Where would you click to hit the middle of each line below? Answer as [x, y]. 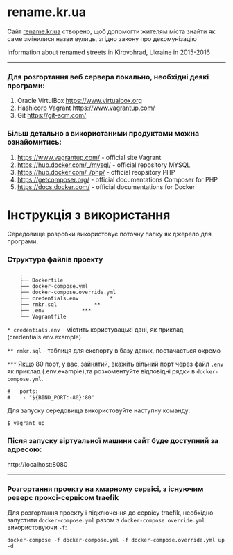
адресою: [25, 449]
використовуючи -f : [37, 528]
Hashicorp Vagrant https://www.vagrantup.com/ [86, 108]
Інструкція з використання [89, 215]
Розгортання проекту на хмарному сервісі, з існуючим [105, 489]
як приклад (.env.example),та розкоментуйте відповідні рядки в [101, 371]
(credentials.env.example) [44, 337]
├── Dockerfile [42, 280]
